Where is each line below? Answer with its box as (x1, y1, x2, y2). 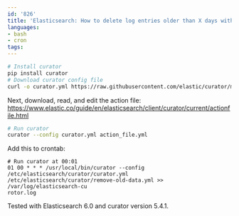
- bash (7, 30, 27, 38)
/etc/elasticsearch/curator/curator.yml (7, 170, 129, 178)
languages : (7, 24, 40, 31)
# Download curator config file (7, 76, 103, 83)
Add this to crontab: (7, 144, 65, 153)
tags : (7, 43, 23, 51)
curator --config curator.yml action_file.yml (7, 131, 148, 139)
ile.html (7, 111, 29, 120)
